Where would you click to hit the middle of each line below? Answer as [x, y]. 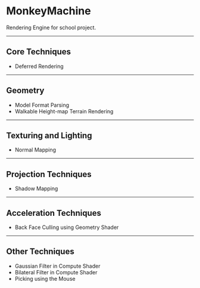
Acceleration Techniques [54, 213]
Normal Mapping [35, 150]
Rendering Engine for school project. [51, 27]
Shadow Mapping [36, 188]
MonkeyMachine [49, 11]
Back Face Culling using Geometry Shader [67, 227]
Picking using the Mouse [45, 278]
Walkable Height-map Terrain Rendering [64, 111]
